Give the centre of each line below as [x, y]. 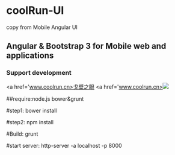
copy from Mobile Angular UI [42, 27]
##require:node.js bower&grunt [45, 99]
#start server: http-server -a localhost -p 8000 [64, 145]
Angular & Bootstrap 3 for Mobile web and [86, 46]
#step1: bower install [32, 110]
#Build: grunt [22, 134]
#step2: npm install [30, 122]
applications [30, 56]
